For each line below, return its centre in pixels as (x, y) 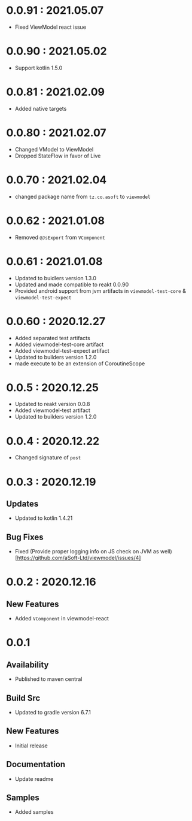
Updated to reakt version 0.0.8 (52, 404)
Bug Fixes (25, 537)
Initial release (31, 746)
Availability (28, 664)
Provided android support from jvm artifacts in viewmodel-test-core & (100, 290)
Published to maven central (48, 679)
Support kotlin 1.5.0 (39, 68)
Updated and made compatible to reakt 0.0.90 (72, 284)
